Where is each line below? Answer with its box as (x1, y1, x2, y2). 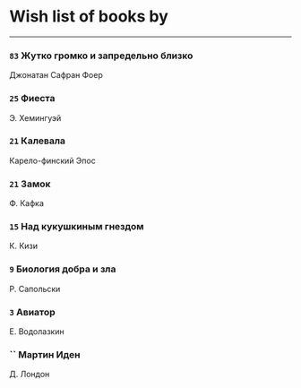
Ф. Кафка (9, 198, 45, 209)
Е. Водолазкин (9, 326, 64, 337)
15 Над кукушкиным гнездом (9, 220, 145, 233)
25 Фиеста (9, 92, 56, 105)
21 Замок (9, 177, 51, 190)
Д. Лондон (9, 369, 50, 380)
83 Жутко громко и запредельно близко (9, 49, 193, 62)
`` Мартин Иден (9, 348, 81, 360)
